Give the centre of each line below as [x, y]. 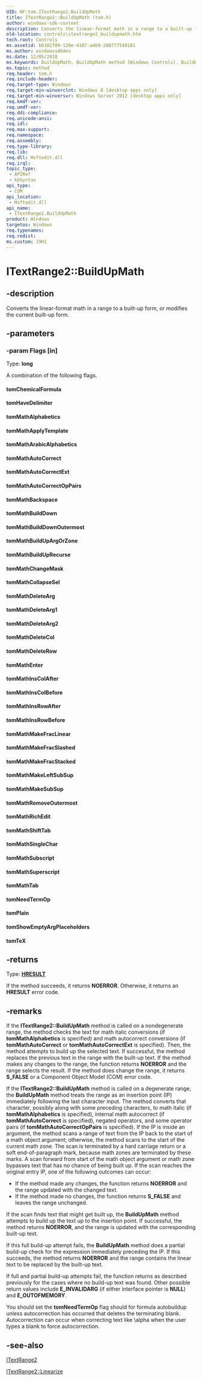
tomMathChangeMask [35, 568]
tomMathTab [23, 886]
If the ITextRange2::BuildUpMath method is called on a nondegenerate [95, 1026]
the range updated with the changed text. [66, 1190]
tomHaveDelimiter [29, 403]
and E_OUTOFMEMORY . [37, 1295]
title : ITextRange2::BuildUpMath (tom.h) [59, 17]
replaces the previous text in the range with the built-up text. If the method [99, 1058]
